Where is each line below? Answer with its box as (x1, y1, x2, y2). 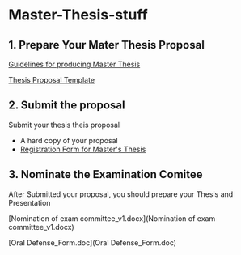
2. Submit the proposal (8, 99, 125, 113)
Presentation (8, 198, 51, 207)
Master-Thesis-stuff (8, 6, 148, 24)
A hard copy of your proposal (19, 135, 119, 145)
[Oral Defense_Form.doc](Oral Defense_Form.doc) (8, 237, 176, 248)
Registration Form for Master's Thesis (19, 144, 146, 154)
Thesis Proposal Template (8, 75, 95, 84)
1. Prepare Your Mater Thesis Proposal (8, 38, 205, 52)
